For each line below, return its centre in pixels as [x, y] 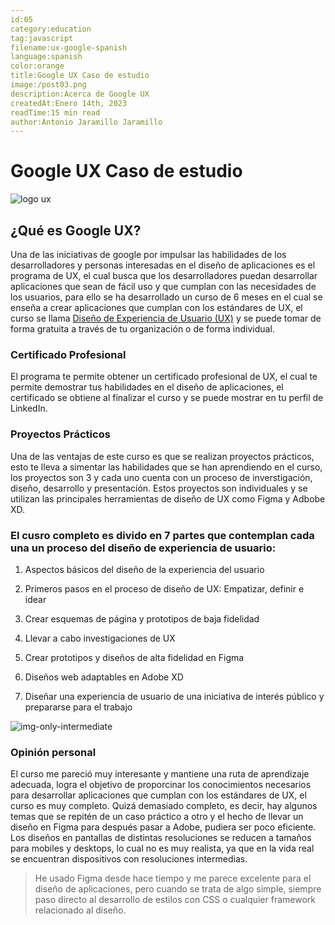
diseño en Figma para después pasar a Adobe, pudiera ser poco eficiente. [163, 827]
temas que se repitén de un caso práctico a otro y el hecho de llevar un [157, 817]
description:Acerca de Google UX [80, 94]
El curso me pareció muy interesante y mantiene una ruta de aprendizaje [160, 774]
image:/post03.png [48, 85]
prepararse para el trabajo [78, 707]
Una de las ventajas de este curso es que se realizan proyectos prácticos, [162, 456]
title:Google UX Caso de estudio [80, 76]
